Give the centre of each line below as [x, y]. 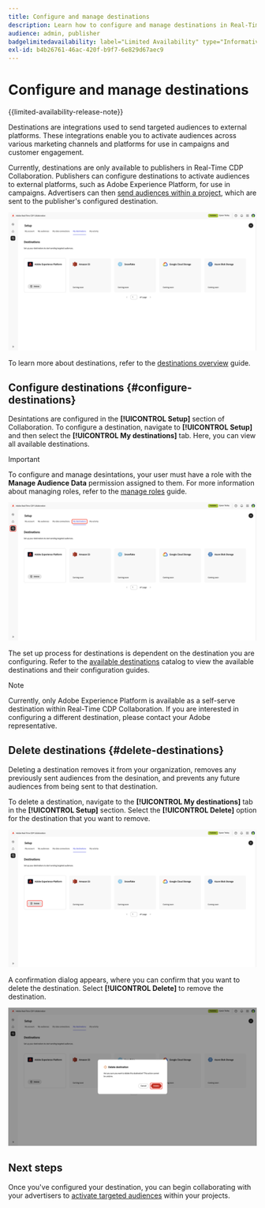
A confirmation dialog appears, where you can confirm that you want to [124, 980]
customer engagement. [46, 152]
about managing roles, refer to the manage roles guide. [98, 491]
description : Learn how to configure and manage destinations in [118, 25]
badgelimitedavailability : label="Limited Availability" [104, 42]
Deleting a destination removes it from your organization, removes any [122, 769]
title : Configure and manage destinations [79, 17]
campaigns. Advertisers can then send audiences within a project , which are [132, 193]
